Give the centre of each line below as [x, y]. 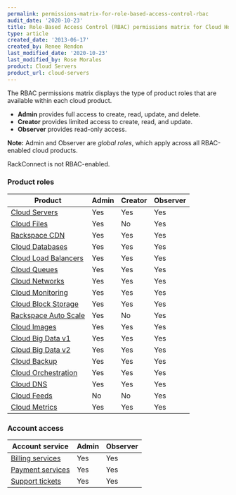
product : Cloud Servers [42, 66]
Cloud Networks [38, 281]
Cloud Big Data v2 [41, 350]
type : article [28, 33]
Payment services [40, 470]
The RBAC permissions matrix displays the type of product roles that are [112, 93]
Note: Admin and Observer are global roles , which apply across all [104, 142]
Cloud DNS [29, 384]
